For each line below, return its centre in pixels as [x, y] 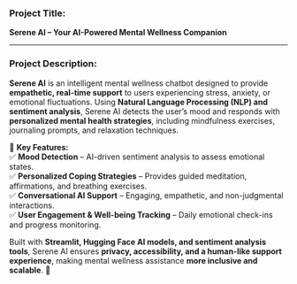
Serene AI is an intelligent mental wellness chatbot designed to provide [139, 83]
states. [21, 166]
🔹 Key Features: [39, 147]
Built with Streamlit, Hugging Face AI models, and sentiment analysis [138, 242]
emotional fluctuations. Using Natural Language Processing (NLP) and [138, 102]
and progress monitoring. [55, 225]
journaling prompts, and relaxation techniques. [94, 130]
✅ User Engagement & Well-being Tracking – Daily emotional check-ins [141, 214]
